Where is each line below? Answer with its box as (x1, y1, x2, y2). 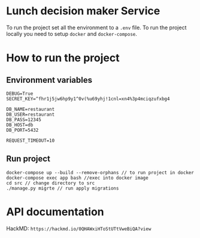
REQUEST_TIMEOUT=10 (6, 137, 55, 144)
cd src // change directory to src (6, 180, 95, 186)
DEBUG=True (6, 91, 34, 97)
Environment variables (6, 75, 93, 85)
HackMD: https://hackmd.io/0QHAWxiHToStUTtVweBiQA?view (6, 225, 151, 232)
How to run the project (6, 51, 120, 65)
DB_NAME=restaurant (6, 106, 55, 112)
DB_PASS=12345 (6, 116, 42, 123)
